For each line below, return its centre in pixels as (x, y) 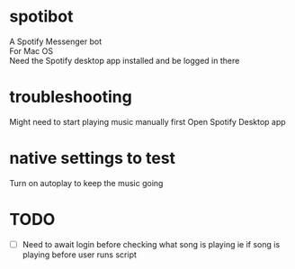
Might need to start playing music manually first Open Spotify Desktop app (147, 121)
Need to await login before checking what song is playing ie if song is (151, 244)
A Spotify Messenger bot (56, 41)
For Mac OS (31, 50)
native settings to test (93, 158)
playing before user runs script (80, 255)
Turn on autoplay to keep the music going (86, 183)
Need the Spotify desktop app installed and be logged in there (125, 60)
